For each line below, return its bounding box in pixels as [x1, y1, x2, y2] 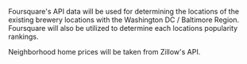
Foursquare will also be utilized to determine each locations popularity [8, 24, 238, 32]
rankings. [8, 32, 39, 41]
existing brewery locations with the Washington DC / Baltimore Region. [8, 15, 240, 24]
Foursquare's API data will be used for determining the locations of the [8, 7, 240, 16]
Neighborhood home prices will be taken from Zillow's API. [8, 47, 201, 56]
